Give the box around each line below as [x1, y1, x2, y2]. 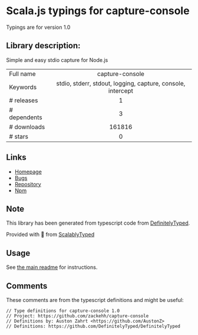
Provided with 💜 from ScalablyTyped [6, 231, 95, 238]
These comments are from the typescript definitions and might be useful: [6, 297, 184, 303]
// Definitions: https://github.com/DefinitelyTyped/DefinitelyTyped [6, 323, 181, 329]
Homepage [14, 168, 42, 175]
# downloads [9, 123, 45, 131]
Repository [14, 180, 41, 188]
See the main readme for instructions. [6, 264, 98, 271]
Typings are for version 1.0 [6, 24, 71, 31]
